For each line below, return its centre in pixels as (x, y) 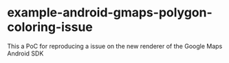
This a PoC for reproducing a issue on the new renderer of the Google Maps (115, 46)
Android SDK (25, 53)
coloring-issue (50, 27)
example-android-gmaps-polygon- (110, 13)
